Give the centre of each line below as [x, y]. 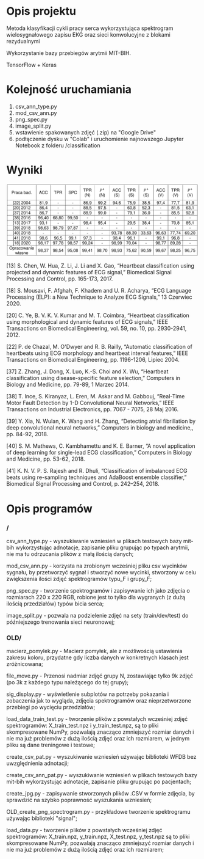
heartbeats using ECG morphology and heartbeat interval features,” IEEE [97, 353]
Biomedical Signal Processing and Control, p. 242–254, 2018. [83, 484]
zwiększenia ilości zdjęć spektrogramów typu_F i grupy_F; [79, 579]
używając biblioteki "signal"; [42, 818]
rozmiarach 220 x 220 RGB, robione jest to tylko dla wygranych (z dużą [96, 597]
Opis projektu [41, 11]
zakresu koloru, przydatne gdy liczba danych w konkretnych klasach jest [97, 657]
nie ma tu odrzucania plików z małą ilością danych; [70, 554]
